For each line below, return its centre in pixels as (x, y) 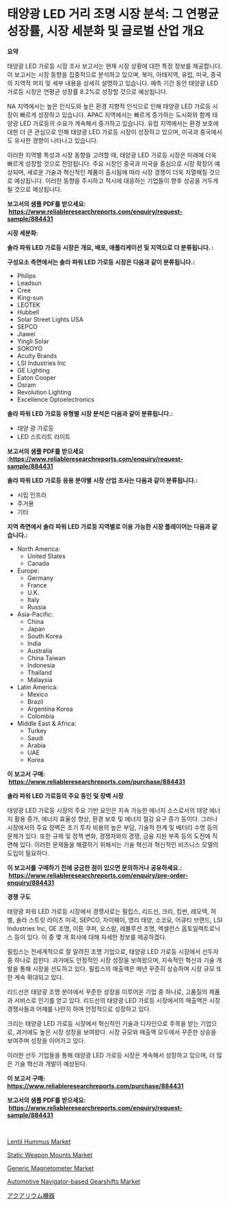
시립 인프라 (32, 494)
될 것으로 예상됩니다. (35, 189)
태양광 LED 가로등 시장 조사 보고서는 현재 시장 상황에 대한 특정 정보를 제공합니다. (114, 66)
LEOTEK (29, 305)
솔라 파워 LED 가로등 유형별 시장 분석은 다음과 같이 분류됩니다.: (90, 413)
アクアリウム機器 (31, 1195)
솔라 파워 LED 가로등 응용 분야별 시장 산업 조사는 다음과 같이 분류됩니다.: (103, 480)
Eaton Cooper (37, 377)
